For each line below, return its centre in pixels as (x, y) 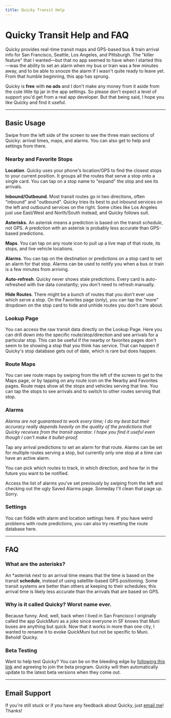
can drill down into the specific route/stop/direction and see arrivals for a (82, 335)
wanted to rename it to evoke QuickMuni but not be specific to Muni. (77, 632)
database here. (21, 529)
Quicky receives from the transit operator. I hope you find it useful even (80, 432)
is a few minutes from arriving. (37, 269)
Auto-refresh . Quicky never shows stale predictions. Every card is (75, 279)
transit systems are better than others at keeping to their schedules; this (81, 586)
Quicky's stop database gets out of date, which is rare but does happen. (81, 351)
